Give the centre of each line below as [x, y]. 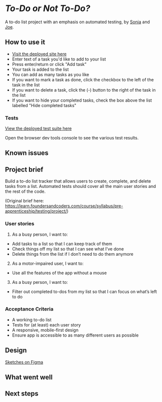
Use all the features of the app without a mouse [59, 273]
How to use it [25, 42]
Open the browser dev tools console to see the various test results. [72, 138]
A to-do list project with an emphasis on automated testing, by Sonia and [77, 22]
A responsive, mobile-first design [45, 330]
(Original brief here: [25, 201]
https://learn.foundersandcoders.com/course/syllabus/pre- [64, 206]
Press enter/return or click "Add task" [49, 64]
